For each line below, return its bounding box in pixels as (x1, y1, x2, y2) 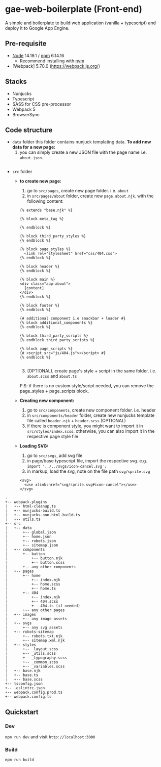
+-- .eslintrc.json (5, 686, 45, 691)
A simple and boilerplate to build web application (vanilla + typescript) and (5, 20, 156, 26)
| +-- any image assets (5, 617, 67, 622)
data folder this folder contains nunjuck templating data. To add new (12, 139, 151, 145)
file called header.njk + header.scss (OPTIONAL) (27, 418, 126, 424)
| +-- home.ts (5, 586, 56, 591)
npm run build (5, 758, 34, 763)
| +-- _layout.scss (5, 647, 58, 652)
